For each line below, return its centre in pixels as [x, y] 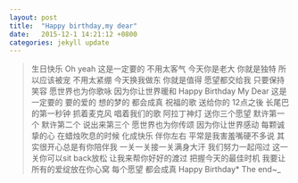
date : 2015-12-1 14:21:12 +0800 [74, 34]
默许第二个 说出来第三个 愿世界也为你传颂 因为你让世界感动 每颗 [159, 125]
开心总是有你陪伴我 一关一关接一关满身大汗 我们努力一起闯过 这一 [167, 147]
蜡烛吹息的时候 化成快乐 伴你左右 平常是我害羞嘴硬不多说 [170, 136]
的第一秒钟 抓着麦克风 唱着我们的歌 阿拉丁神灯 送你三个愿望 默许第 [154, 113]
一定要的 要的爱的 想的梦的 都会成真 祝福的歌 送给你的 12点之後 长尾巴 [160, 103]
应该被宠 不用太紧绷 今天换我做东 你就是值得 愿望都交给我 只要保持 [162, 80]
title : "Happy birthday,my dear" [74, 26]
